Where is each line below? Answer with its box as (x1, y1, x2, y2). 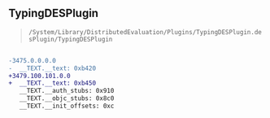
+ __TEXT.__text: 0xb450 (8, 79, 96, 88)
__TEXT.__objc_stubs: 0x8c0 (19, 94, 115, 103)
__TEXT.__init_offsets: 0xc (19, 102, 115, 111)
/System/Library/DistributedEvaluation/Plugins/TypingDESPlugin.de (28, 28, 262, 36)
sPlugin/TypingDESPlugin (28, 35, 113, 43)
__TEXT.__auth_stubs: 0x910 (19, 87, 115, 95)
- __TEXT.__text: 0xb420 (8, 64, 96, 72)
